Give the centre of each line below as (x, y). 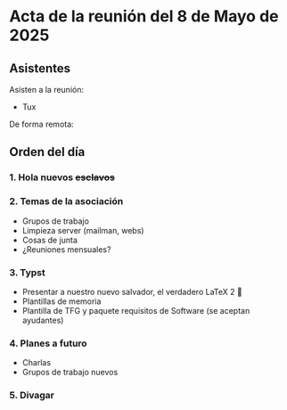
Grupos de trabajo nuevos (70, 373)
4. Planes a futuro (48, 343)
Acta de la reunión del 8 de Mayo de (144, 16)
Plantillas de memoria (61, 301)
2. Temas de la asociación (66, 201)
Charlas (37, 363)
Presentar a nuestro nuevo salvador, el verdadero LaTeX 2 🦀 (132, 291)
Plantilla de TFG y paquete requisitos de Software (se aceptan (136, 310)
